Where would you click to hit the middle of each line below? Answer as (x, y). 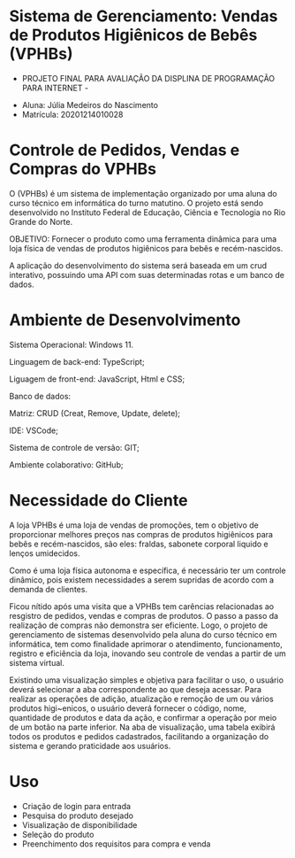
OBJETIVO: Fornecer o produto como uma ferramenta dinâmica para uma (143, 239)
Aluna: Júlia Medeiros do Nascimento (90, 104)
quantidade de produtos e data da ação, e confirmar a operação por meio (143, 717)
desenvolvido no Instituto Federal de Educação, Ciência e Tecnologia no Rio (147, 212)
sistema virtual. (37, 662)
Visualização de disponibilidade (79, 824)
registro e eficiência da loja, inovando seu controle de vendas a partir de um (148, 653)
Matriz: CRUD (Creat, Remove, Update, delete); (95, 413)
